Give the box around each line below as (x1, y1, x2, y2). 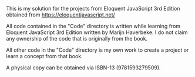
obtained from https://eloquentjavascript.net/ (6, 11, 116, 18)
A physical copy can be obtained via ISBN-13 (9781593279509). (6, 64, 161, 71)
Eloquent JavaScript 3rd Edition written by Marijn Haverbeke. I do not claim (6, 29, 188, 36)
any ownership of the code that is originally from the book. (6, 35, 148, 42)
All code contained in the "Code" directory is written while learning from (6, 23, 181, 29)
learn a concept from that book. (6, 53, 83, 59)
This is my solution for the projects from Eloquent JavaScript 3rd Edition (6, 5, 180, 12)
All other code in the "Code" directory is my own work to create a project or (6, 46, 189, 53)
